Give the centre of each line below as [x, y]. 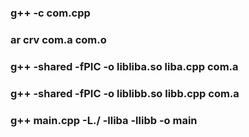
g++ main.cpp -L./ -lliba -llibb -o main [104, 120]
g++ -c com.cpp [50, 13]
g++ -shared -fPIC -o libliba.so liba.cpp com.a [124, 66]
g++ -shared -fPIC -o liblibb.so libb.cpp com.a [125, 93]
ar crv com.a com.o [58, 39]
